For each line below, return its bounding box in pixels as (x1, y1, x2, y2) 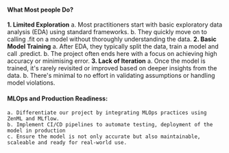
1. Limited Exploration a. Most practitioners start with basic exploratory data (7, 20, 223, 29)
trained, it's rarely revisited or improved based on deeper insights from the (7, 64, 217, 72)
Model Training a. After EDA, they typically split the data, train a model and (7, 42, 219, 51)
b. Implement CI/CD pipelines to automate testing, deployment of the (7, 122, 213, 128)
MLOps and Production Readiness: (7, 94, 108, 102)
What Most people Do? (7, 5, 74, 14)
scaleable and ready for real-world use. (7, 139, 128, 146)
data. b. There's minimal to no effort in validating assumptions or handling (7, 72, 215, 80)
